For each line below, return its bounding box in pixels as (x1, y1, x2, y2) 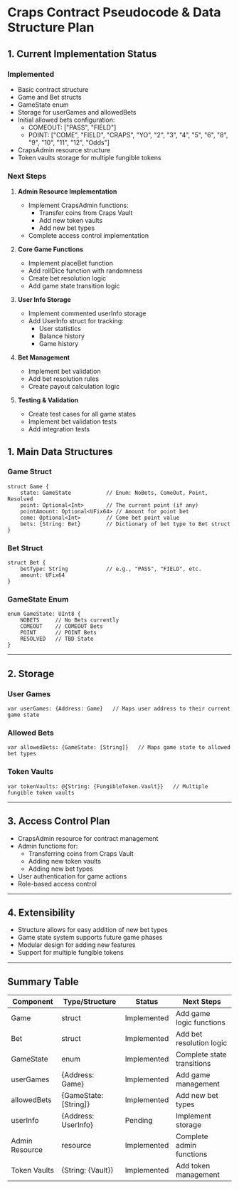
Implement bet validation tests (28, 417, 117, 426)
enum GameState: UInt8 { (7, 610, 81, 618)
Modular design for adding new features (17, 941, 136, 949)
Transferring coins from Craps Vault (28, 849, 134, 858)
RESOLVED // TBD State (20, 635, 94, 643)
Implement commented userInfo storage (28, 309, 147, 318)
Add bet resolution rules (28, 374, 100, 383)
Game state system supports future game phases (17, 933, 163, 942)
